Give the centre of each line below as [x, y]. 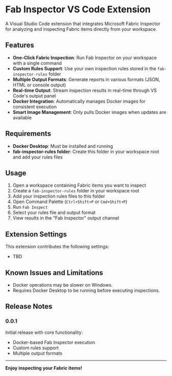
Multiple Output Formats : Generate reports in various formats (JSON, [86, 79]
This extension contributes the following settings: [57, 247]
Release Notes [29, 306]
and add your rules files [38, 157]
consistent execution [35, 107]
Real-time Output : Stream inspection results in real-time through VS [85, 90]
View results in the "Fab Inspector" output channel [66, 218]
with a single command [37, 63]
